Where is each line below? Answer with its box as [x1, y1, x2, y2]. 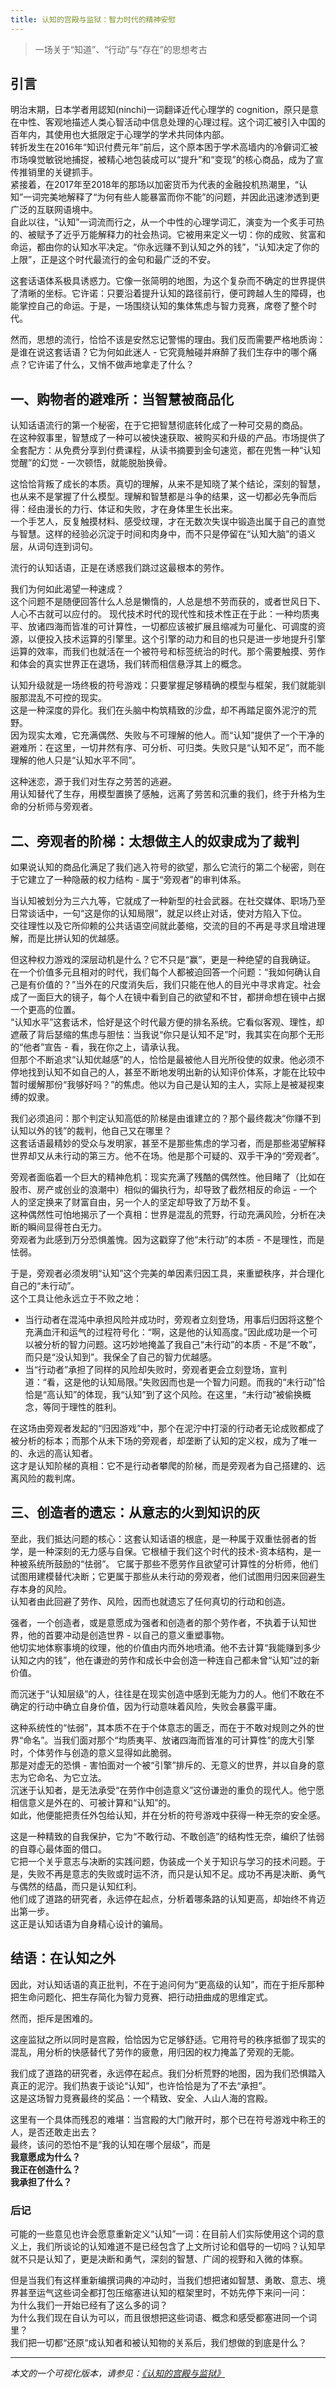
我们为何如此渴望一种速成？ [10, 583, 125, 595]
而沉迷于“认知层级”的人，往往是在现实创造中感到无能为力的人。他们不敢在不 [10, 1687, 325, 1700]
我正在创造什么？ [10, 2163, 81, 2175]
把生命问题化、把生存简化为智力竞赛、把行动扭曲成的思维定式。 [10, 1991, 273, 2003]
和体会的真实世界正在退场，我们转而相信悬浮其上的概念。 [10, 658, 247, 670]
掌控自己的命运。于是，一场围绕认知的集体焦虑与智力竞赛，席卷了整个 [18, 300, 308, 312]
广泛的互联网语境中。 [10, 204, 98, 216]
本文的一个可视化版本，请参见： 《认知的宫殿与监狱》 [10, 2367, 225, 2379]
